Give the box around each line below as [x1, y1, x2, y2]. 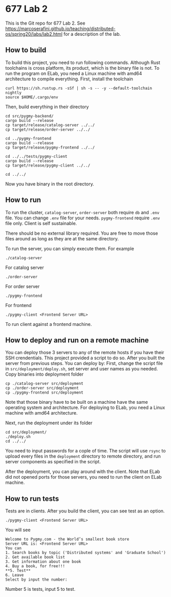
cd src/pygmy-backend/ [5, 113, 54, 118]
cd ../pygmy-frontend [5, 136, 52, 141]
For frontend [5, 302, 32, 308]
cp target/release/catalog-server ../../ [5, 122, 95, 128]
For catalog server [5, 264, 45, 271]
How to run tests [5, 494, 59, 503]
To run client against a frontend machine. [5, 321, 92, 327]
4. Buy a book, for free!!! [5, 564, 66, 569]
